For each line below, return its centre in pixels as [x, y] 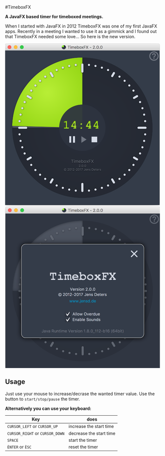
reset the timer [83, 447]
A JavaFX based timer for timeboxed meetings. [54, 16]
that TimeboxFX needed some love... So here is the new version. [70, 37]
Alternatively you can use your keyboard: [48, 408]
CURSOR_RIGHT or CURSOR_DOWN [36, 433]
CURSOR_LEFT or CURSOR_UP [32, 427]
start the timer [83, 440]
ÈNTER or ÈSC [19, 447]
